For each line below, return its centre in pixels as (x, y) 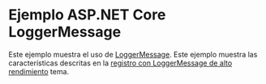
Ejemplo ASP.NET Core (87, 15)
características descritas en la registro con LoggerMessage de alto (120, 63)
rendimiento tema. (39, 71)
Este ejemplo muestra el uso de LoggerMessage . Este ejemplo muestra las (133, 54)
